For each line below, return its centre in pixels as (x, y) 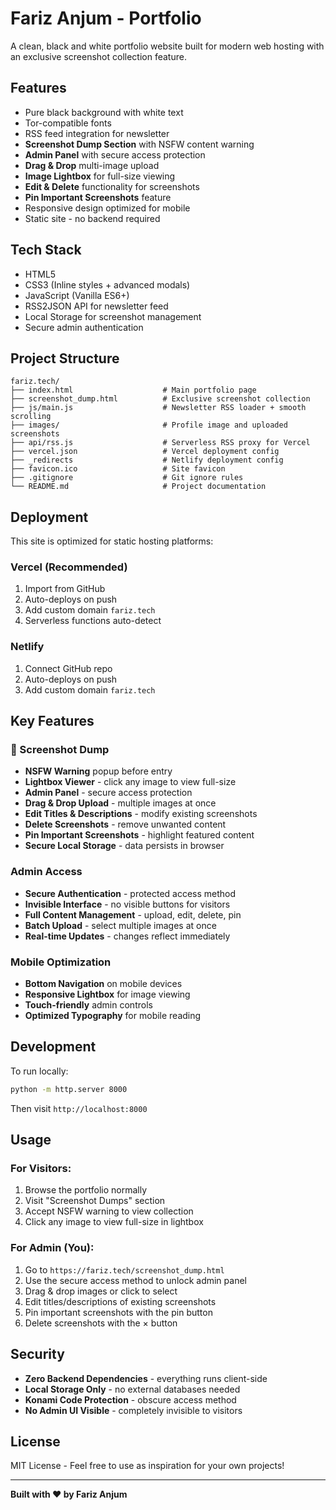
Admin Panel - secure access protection (108, 793)
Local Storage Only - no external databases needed (132, 1389)
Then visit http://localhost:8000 (79, 1108)
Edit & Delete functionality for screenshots (112, 186)
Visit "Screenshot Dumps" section (95, 1201)
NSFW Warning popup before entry (98, 771)
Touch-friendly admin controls (88, 1005)
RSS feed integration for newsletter (97, 133)
